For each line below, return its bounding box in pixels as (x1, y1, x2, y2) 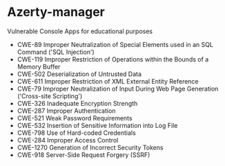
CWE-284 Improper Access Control (17, 136, 119, 144)
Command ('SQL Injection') (17, 48, 95, 56)
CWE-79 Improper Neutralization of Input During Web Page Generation (17, 84, 219, 93)
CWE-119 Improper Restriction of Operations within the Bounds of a (17, 55, 209, 63)
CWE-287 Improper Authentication (17, 107, 116, 115)
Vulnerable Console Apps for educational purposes (7, 27, 153, 35)
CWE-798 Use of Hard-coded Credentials (17, 129, 136, 137)
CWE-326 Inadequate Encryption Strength (17, 99, 138, 107)
